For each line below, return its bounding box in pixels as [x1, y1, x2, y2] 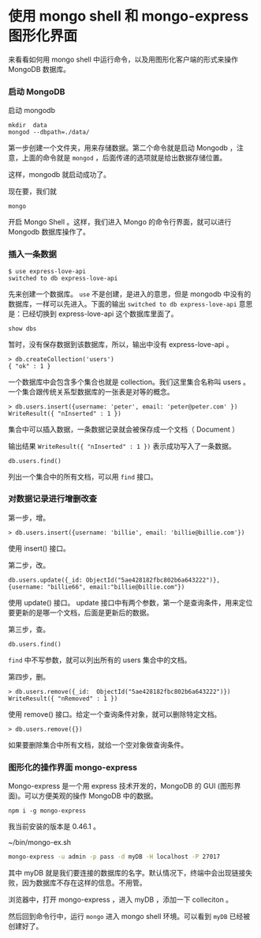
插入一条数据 [8, 249, 58, 260]
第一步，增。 [8, 513, 50, 522]
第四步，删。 [8, 672, 50, 681]
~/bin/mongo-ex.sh [8, 838, 72, 847]
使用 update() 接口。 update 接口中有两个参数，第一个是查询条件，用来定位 [8, 597, 253, 607]
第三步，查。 [8, 624, 50, 634]
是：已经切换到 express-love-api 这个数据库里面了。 [8, 309, 178, 318]
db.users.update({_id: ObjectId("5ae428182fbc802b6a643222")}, [8, 576, 221, 584]
